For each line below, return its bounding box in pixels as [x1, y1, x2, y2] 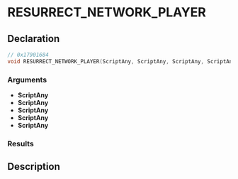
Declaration [7, 33, 60, 45]
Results [7, 139, 34, 148]
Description [7, 161, 60, 173]
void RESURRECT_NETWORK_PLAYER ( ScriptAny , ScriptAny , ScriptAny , [7, 58, 204, 65]
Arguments [7, 75, 47, 85]
